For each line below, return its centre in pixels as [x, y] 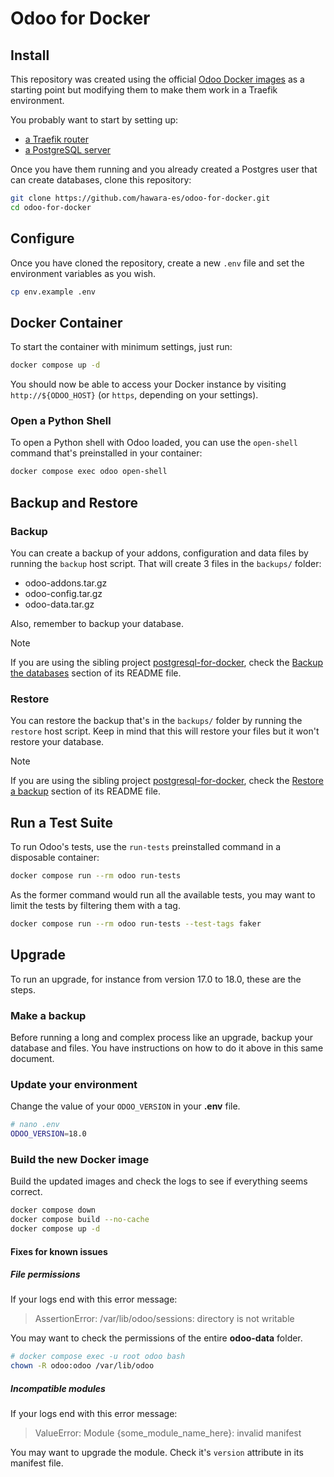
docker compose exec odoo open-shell [89, 472]
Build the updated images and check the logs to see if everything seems [159, 1181]
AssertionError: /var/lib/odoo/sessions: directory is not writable [164, 1319]
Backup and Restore [74, 502]
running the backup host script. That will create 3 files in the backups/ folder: [166, 563]
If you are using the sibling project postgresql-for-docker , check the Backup [167, 662]
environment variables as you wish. [83, 273]
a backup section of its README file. [85, 791]
